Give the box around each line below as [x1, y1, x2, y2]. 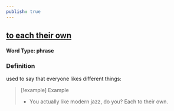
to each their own [6, 31, 72, 41]
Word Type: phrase [6, 47, 54, 54]
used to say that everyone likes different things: [6, 75, 122, 82]
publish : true [6, 8, 41, 15]
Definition [6, 61, 35, 70]
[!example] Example [20, 86, 69, 93]
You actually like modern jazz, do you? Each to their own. [29, 98, 168, 105]
